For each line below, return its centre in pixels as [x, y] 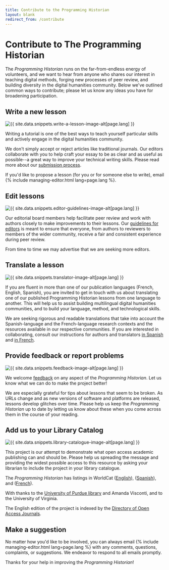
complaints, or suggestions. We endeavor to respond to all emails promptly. [84, 553]
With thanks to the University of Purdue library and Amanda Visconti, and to [84, 493]
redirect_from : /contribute [35, 19]
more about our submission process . [43, 165]
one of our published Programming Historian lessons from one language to [83, 298]
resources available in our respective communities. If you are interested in [82, 329]
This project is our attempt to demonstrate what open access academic [79, 452]
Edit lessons [25, 196]
